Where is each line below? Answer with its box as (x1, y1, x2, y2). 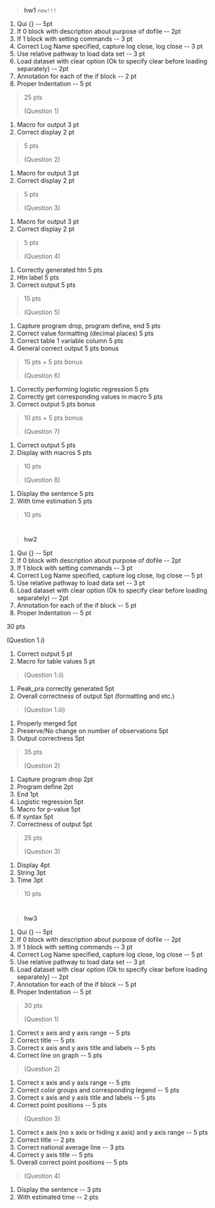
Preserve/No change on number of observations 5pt (16, 727, 169, 735)
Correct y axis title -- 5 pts (16, 1151, 94, 1159)
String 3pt (16, 868, 46, 877)
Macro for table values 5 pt (16, 657, 96, 666)
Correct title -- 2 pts (16, 1135, 75, 1144)
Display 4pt (16, 861, 51, 869)
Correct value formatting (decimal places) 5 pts (16, 329, 154, 337)
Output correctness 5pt (16, 734, 85, 742)
